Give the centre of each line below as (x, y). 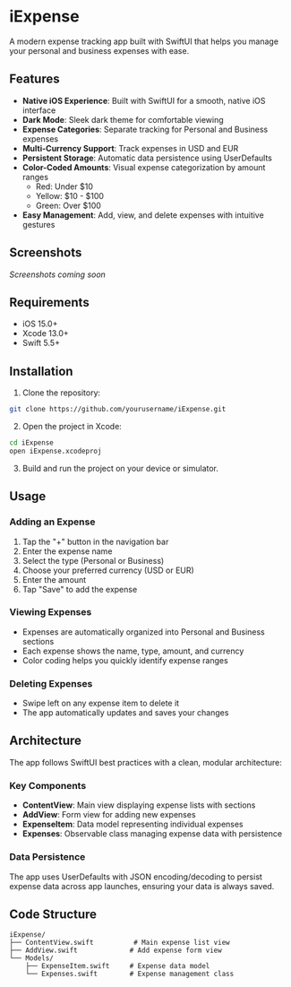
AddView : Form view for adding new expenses (109, 815)
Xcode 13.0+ (45, 333)
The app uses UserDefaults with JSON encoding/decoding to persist (136, 877)
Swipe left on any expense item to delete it (101, 703)
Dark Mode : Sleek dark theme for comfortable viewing (123, 119)
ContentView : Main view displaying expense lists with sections (139, 805)
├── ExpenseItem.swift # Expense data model (118, 966)
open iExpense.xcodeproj (56, 451)
